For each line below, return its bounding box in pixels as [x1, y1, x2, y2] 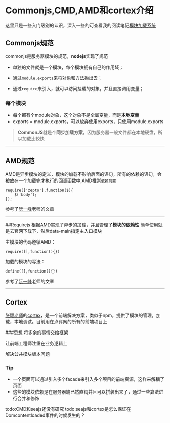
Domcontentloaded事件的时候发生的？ [5, 412, 85, 418]
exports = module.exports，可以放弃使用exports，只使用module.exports [12, 118, 164, 125]
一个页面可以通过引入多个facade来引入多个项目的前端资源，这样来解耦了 [12, 376, 165, 382]
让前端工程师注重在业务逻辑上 [5, 340, 67, 346]
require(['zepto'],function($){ [5, 188, 73, 193]
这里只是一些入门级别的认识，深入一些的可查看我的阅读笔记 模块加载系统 [5, 22, 156, 28]
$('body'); [14, 192, 37, 197]
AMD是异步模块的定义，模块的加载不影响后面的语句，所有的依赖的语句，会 [5, 171, 162, 177]
